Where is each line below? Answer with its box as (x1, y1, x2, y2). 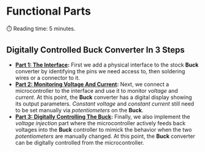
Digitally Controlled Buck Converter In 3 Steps (6, 45, 185, 56)
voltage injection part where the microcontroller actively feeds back (15, 119, 186, 126)
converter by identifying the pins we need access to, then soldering (15, 67, 185, 74)
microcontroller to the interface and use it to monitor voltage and (15, 87, 178, 94)
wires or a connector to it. (15, 74, 81, 81)
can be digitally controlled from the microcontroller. (15, 139, 145, 146)
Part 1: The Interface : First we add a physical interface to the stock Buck (15, 61, 199, 68)
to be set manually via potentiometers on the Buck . (15, 106, 144, 114)
